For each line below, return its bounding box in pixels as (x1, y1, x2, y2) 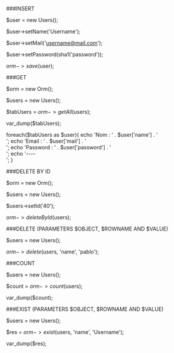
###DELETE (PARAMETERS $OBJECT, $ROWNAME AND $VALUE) (6, 225, 169, 232)
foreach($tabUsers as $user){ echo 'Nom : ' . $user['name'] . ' (6, 131, 158, 138)
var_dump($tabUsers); (6, 120, 62, 127)
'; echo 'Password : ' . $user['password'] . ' (6, 144, 111, 150)
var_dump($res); (6, 340, 47, 347)
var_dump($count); (6, 294, 53, 301)
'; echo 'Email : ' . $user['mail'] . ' (6, 137, 87, 145)
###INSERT (6, 5, 35, 12)
